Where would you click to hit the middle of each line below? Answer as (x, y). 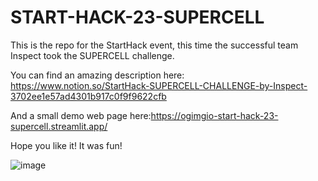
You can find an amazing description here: (97, 75)
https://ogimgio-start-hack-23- (214, 115)
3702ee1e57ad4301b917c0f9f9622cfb (88, 96)
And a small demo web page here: (81, 115)
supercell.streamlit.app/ (59, 126)
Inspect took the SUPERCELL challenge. (92, 55)
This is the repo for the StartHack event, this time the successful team (154, 45)
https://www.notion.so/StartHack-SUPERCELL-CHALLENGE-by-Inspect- (159, 85)
